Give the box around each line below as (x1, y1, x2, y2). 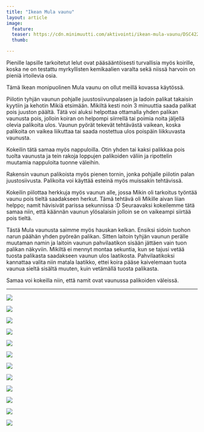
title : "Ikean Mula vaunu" (6, 8, 75, 15)
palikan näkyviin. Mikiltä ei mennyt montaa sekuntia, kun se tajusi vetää (6, 246, 185, 252)
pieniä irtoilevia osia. (6, 72, 58, 79)
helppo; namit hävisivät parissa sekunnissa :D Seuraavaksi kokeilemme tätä (6, 201, 195, 209)
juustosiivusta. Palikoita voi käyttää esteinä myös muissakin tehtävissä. (6, 177, 183, 184)
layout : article (6, 15, 47, 21)
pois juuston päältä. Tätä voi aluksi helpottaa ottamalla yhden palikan (6, 109, 178, 115)
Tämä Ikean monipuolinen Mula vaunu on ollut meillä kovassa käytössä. (6, 84, 185, 91)
